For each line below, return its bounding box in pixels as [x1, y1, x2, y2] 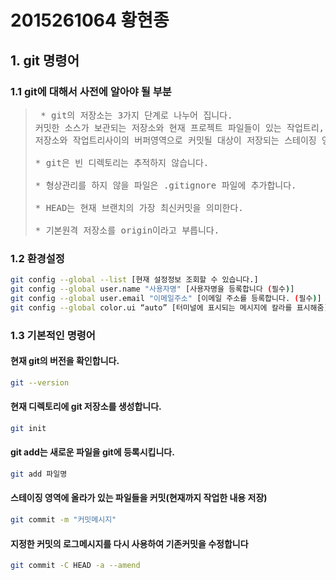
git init [10, 423, 47, 433]
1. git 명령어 [10, 52, 80, 69]
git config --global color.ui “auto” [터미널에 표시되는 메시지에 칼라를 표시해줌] [10, 302, 329, 313]
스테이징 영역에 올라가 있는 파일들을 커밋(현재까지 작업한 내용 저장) [10, 492, 268, 504]
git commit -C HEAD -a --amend [10, 561, 141, 571]
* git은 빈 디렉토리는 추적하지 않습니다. [34, 157, 210, 168]
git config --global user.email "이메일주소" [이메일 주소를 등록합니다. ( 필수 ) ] [10, 293, 322, 303]
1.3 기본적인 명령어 [10, 328, 96, 342]
